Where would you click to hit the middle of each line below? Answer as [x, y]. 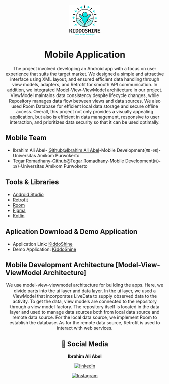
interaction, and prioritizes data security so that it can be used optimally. [85, 122]
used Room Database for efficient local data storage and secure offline [85, 106]
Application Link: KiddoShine [42, 244]
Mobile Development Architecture [60, 265]
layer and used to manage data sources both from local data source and [85, 312]
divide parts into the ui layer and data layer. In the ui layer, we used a [85, 291]
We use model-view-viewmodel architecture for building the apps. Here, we [85, 285]
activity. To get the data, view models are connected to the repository [85, 301]
